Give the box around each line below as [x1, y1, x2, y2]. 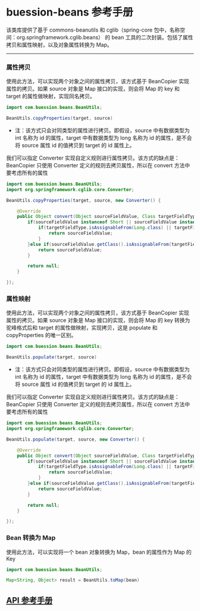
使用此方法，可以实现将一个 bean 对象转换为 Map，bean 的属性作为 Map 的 [6, 548, 192, 556]
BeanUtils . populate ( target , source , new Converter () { [6, 436, 145, 442]
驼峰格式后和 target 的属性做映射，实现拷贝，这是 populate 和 [6, 324, 158, 331]
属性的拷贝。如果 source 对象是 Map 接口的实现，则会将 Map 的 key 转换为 [6, 317, 190, 324]
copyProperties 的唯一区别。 [6, 332, 77, 339]
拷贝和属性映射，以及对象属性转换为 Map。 [6, 41, 113, 48]
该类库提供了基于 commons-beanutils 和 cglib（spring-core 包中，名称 [6, 26, 180, 33]
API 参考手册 [6, 595, 53, 605]
